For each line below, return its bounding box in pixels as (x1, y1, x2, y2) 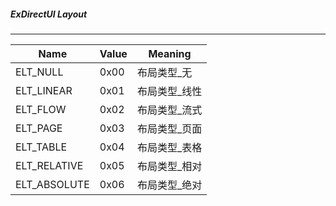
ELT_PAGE (15, 121, 63, 135)
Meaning (148, 46, 192, 60)
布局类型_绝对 (136, 178, 203, 192)
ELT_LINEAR (15, 83, 73, 97)
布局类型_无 (136, 65, 193, 79)
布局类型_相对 (136, 159, 203, 173)
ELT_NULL (15, 65, 64, 79)
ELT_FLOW (15, 102, 67, 116)
